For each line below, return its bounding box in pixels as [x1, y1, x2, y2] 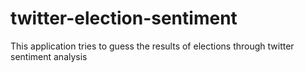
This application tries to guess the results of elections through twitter [10, 40, 295, 52]
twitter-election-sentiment [10, 7, 238, 30]
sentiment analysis [10, 50, 88, 62]
